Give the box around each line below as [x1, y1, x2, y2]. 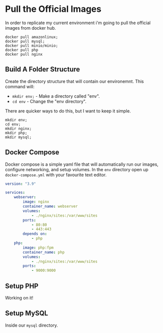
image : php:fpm [23, 245, 54, 250]
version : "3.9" [5, 181, 36, 186]
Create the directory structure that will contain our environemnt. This [5, 78, 144, 84]
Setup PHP [5, 282, 39, 290]
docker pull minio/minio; [5, 43, 58, 48]
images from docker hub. [5, 25, 56, 31]
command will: [5, 83, 35, 89]
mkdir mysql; [5, 135, 32, 140]
